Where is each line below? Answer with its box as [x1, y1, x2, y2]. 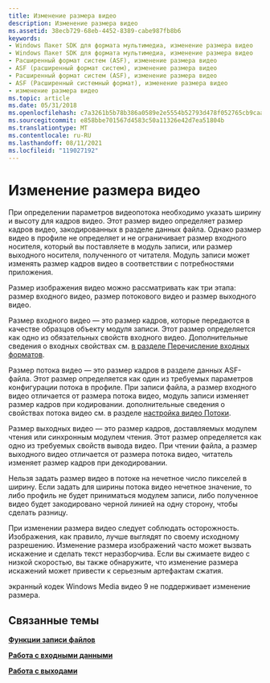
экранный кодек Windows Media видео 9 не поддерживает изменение [8, 582, 251, 591]
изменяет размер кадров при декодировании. [8, 458, 168, 467]
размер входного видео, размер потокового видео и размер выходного [8, 291, 257, 302]
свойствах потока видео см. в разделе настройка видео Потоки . [8, 408, 231, 418]
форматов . [8, 350, 45, 360]
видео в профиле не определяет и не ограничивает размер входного [8, 233, 247, 243]
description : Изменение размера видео [8, 19, 138, 27]
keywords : [8, 34, 42, 43]
